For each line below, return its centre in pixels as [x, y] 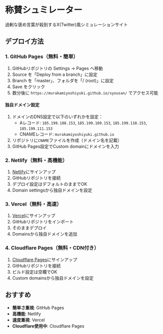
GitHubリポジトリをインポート [43, 222]
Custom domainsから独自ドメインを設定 [53, 278]
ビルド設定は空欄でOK [35, 272]
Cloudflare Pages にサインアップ [45, 260]
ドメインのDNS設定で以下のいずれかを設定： [58, 117]
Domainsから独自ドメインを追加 [45, 234]
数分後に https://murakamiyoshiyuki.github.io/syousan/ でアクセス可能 [85, 93]
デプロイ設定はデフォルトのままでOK [49, 184]
